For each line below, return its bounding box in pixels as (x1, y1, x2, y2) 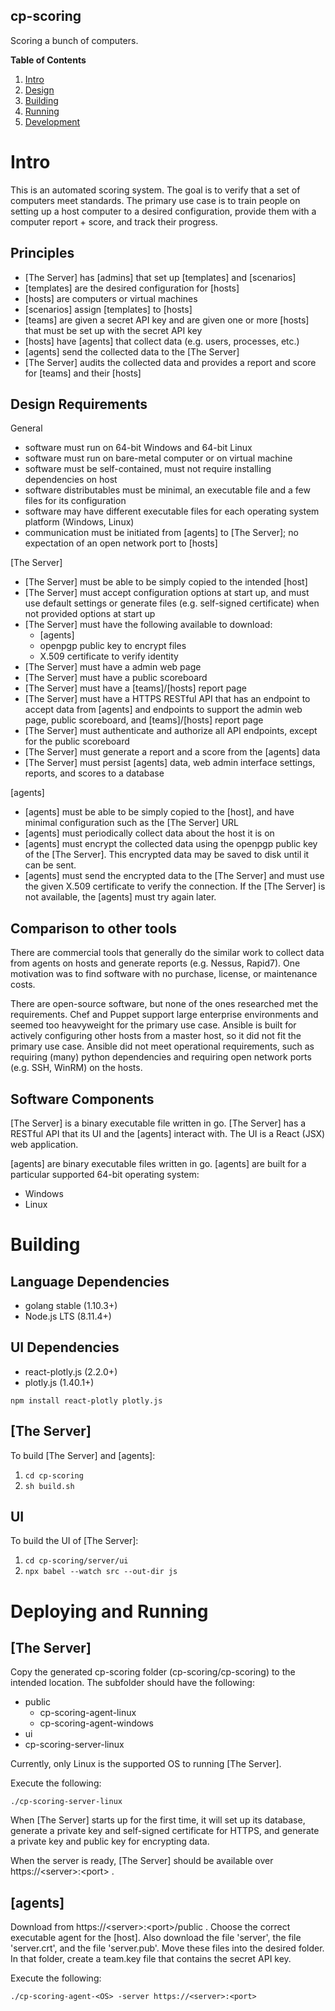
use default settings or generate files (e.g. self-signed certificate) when (24, 597, 320, 609)
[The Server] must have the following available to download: (24, 619, 273, 631)
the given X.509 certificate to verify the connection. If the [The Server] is (24, 880, 326, 893)
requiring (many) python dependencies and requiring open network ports (10, 1051, 312, 1063)
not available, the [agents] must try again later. (24, 891, 217, 903)
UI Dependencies (10, 1339, 120, 1356)
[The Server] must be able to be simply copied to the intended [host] (24, 576, 308, 588)
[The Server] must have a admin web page (24, 661, 202, 673)
